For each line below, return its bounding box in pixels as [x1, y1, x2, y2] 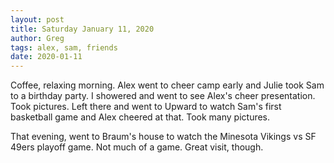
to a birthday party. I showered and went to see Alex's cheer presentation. [10, 90, 316, 102]
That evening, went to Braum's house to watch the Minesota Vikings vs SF [10, 131, 317, 143]
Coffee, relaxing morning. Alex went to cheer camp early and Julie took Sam [10, 79, 325, 91]
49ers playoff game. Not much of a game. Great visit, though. [10, 141, 264, 153]
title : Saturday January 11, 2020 [10, 24, 155, 34]
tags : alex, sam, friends [10, 42, 118, 53]
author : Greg [10, 33, 65, 43]
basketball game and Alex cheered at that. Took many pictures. [10, 111, 271, 123]
